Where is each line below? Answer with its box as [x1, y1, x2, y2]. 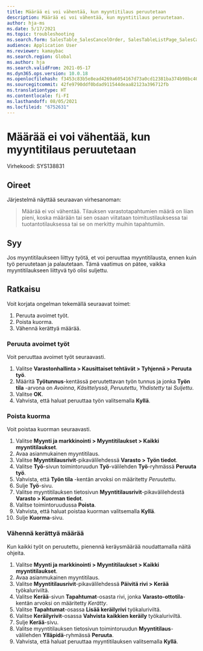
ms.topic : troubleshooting [7, 31, 75, 37]
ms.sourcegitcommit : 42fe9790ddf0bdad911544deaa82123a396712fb [7, 82, 169, 88]
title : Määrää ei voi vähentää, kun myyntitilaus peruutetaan [7, 8, 166, 15]
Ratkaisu [7, 284, 41, 294]
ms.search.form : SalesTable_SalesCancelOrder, [7, 37, 126, 43]
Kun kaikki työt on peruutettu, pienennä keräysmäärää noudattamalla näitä [7, 543, 192, 550]
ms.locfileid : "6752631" [7, 104, 69, 110]
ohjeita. [7, 549, 26, 556]
